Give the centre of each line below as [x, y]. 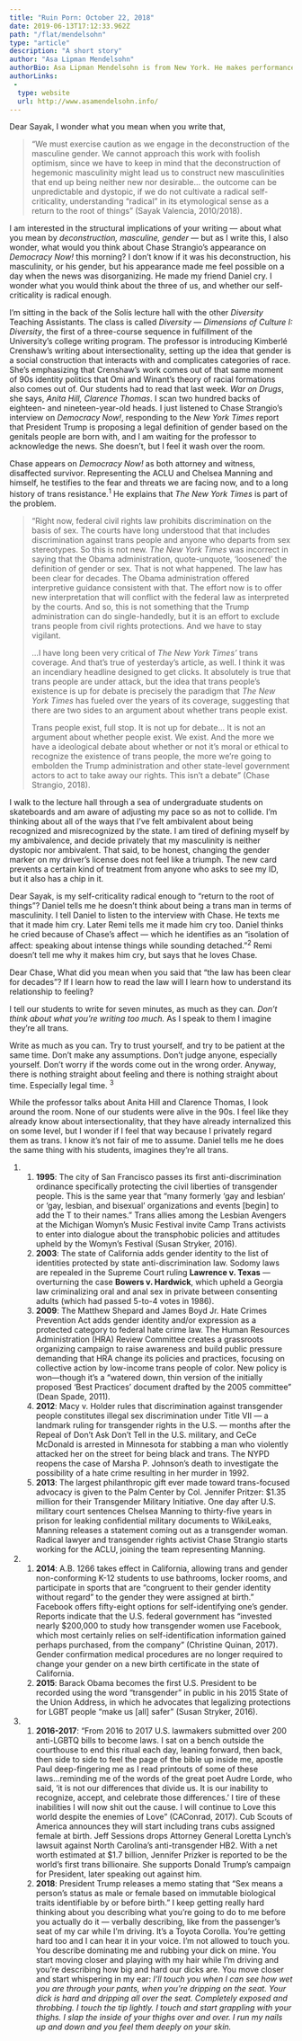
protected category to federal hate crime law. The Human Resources [163, 1330]
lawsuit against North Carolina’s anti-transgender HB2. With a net [156, 1846]
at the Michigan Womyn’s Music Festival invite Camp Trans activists [160, 1225]
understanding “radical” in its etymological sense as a [169, 201]
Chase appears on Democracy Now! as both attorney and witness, [133, 464]
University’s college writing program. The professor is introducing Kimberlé [148, 342]
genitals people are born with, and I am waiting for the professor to [133, 437]
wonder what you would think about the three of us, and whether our [137, 286]
